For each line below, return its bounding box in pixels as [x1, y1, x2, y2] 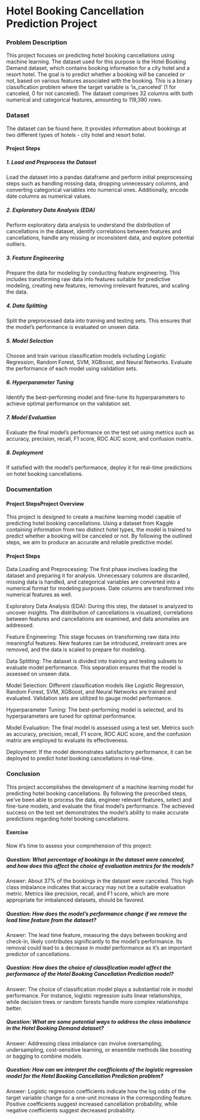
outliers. [6, 240, 26, 248]
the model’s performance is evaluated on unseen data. [6, 324, 140, 331]
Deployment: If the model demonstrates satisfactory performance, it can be [6, 749, 192, 756]
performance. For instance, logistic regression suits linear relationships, [6, 991, 182, 999]
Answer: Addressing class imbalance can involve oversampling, [6, 1039, 163, 1047]
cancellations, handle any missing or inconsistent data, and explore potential [6, 234, 194, 242]
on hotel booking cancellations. [6, 471, 84, 478]
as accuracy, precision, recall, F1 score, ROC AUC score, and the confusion [6, 731, 191, 738]
